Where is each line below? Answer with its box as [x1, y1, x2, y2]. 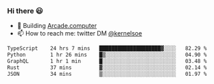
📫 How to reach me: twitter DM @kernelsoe [16, 29, 143, 38]
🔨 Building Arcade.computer [16, 22, 97, 30]
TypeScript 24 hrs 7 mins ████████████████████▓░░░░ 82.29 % [7, 45, 207, 52]
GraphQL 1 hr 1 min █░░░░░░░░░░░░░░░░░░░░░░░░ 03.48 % [7, 58, 207, 65]
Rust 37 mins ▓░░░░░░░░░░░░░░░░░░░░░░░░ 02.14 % [7, 64, 207, 71]
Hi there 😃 [7, 6, 43, 16]
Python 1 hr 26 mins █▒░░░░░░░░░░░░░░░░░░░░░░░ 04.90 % [7, 51, 207, 59]
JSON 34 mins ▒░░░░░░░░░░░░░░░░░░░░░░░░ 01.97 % [7, 70, 207, 77]
